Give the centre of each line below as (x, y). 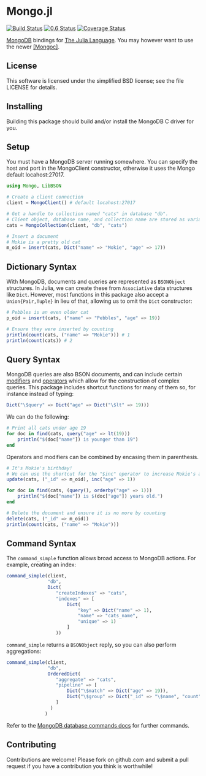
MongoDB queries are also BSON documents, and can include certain (94, 375)
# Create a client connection (45, 197)
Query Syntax (33, 359)
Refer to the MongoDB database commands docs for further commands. (98, 725)
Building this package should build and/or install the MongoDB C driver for (100, 121)
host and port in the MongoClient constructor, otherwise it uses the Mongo (101, 168)
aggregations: (24, 651)
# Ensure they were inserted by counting (60, 329)
